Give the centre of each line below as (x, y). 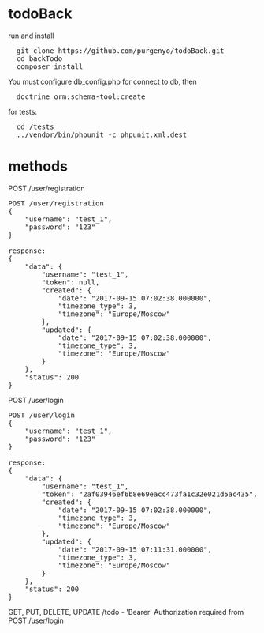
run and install (31, 36)
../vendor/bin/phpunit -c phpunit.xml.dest (102, 134)
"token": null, (71, 282)
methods (38, 166)
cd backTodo (39, 58)
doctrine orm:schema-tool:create (81, 96)
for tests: (23, 111)
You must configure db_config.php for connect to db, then (102, 81)
